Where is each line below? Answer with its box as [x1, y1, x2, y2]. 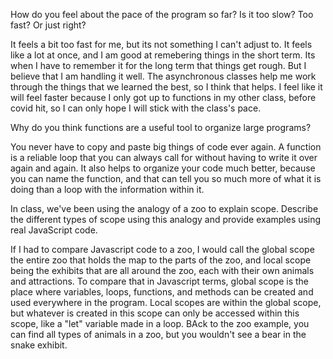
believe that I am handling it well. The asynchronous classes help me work [10, 70, 317, 82]
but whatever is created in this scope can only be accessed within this [10, 307, 300, 319]
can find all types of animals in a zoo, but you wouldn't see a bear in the [10, 329, 307, 340]
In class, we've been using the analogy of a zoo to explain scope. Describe [10, 203, 319, 214]
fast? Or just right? [10, 19, 87, 31]
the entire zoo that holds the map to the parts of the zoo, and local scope [10, 254, 312, 266]
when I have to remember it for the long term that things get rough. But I [10, 60, 307, 71]
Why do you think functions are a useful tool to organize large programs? [10, 122, 312, 133]
